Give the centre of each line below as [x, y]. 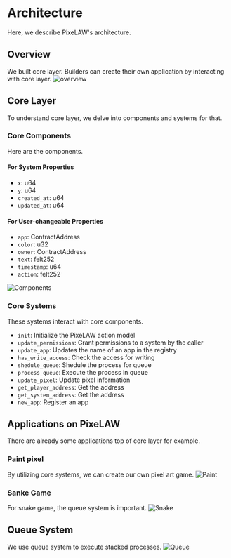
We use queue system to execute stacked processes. [85, 547]
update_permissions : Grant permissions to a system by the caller [110, 343]
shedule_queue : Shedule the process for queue [85, 365]
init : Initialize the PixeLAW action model [76, 335]
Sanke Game [29, 493]
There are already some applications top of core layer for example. [104, 441]
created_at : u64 [41, 198]
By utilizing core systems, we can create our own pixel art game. [101, 474]
